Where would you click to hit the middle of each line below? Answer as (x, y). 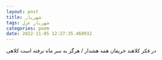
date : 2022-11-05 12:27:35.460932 (49, 34)
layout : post (22, 12)
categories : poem (28, 28)
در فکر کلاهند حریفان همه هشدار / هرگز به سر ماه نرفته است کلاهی (81, 50)
